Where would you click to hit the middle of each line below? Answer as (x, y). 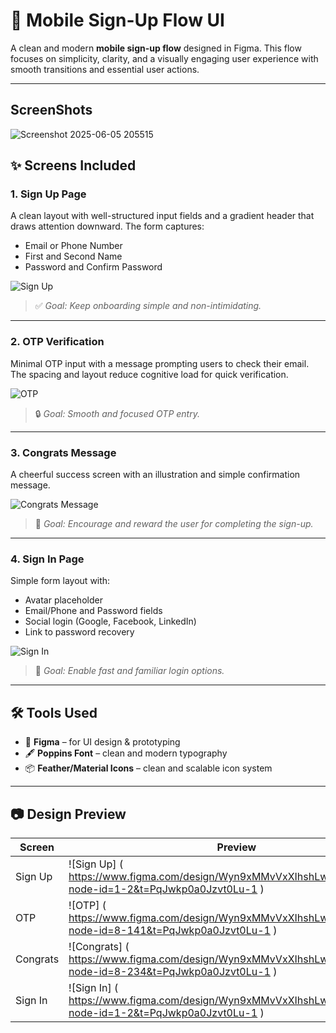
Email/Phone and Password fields (93, 611)
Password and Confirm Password (93, 267)
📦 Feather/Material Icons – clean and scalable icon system (148, 768)
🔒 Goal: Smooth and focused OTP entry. (117, 413)
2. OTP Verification (57, 342)
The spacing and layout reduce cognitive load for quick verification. (149, 374)
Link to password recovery (79, 632)
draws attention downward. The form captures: (107, 226)
